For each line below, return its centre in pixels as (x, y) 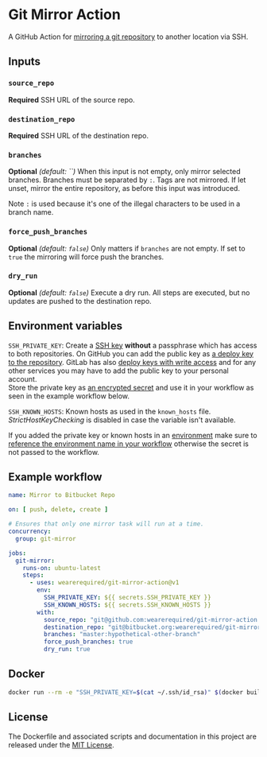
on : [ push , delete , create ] (58, 510)
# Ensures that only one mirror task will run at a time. (106, 524)
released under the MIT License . (61, 744)
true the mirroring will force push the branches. (86, 257)
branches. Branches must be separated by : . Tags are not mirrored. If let (127, 180)
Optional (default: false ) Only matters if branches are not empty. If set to (127, 248)
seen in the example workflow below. (69, 396)
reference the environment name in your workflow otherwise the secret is (128, 444)
